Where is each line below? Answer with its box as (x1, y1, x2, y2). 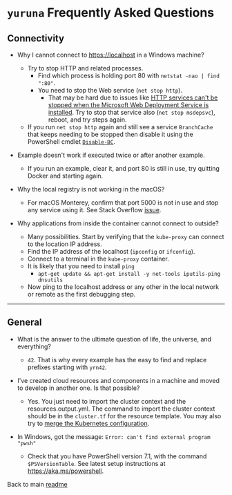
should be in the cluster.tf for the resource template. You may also (27, 411, 222, 420)
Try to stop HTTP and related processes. (27, 64, 144, 72)
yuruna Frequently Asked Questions (7, 5, 215, 21)
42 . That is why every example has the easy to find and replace (27, 355, 207, 364)
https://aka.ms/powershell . (27, 467, 104, 475)
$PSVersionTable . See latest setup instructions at (27, 459, 166, 467)
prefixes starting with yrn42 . (27, 363, 107, 371)
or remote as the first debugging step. (27, 290, 136, 298)
